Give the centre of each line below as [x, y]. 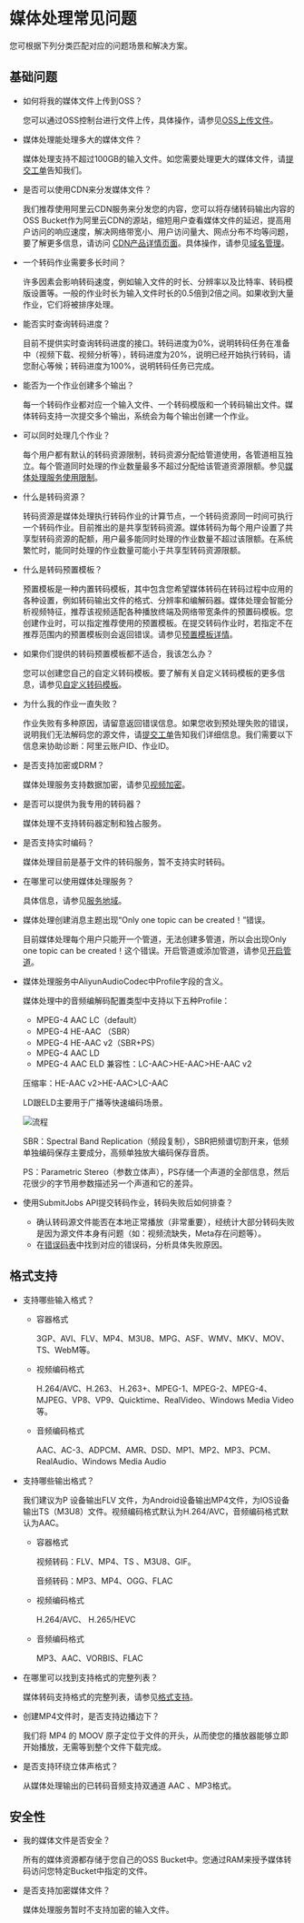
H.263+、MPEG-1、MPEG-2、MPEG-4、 [196, 1388]
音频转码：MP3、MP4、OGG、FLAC [104, 1581]
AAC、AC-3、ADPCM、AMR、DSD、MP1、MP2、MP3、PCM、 [156, 1450]
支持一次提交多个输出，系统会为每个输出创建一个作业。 [150, 416]
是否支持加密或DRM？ [64, 764]
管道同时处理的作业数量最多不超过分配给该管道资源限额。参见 [170, 466]
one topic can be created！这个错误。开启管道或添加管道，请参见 [145, 950]
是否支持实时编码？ [59, 842]
